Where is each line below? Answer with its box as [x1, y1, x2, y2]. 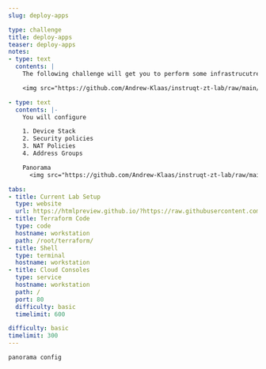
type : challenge [8, 25, 62, 34]
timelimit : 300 [8, 332, 59, 340]
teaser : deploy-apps [8, 40, 77, 48]
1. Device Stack [22, 127, 77, 135]
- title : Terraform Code [8, 215, 90, 223]
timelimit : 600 [15, 310, 66, 318]
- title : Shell [8, 244, 59, 252]
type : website [15, 200, 62, 208]
